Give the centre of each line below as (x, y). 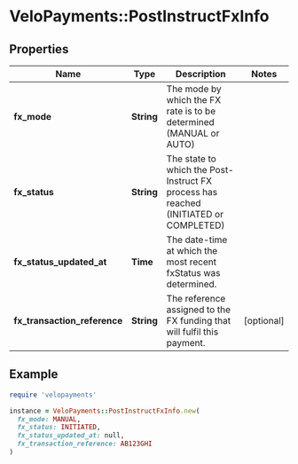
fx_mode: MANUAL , (49, 419)
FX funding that (199, 321)
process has (192, 192)
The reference (196, 299)
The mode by (194, 89)
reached (184, 203)
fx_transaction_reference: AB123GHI (85, 444)
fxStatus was (193, 273)
